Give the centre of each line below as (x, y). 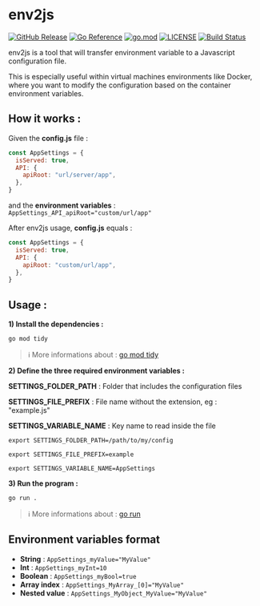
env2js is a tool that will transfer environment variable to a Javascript (122, 52)
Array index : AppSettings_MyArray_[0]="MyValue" (102, 584)
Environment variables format (84, 540)
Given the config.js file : (48, 138)
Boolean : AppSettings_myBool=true (78, 576)
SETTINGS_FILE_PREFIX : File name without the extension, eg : (113, 402)
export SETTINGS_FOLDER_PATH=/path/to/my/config (91, 440)
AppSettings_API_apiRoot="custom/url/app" (80, 213)
